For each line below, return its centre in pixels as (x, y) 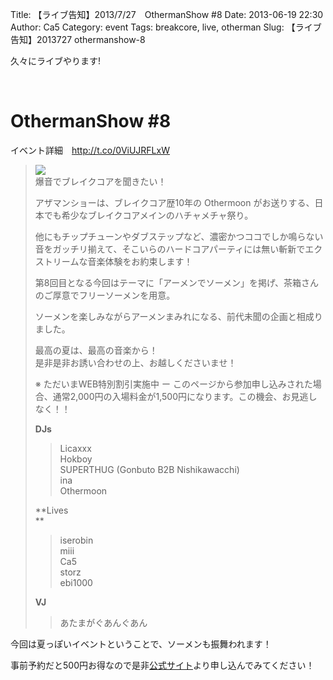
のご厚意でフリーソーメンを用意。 (105, 295)
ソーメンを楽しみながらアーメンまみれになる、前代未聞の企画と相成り (178, 316)
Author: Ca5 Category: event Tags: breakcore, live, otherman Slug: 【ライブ (166, 27)
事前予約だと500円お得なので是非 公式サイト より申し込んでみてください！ (162, 665)
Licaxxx (75, 448)
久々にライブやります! (56, 61)
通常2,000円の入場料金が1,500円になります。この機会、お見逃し (185, 396)
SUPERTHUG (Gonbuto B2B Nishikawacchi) (149, 469)
